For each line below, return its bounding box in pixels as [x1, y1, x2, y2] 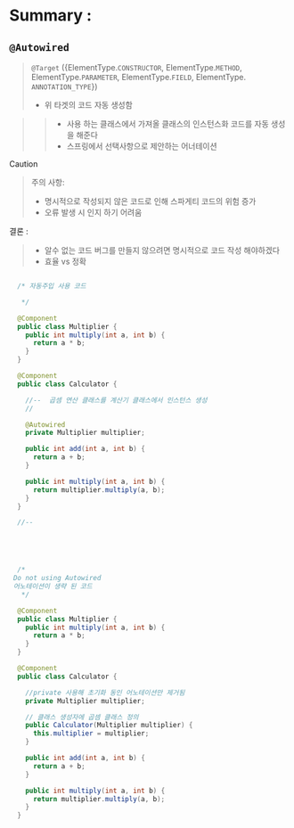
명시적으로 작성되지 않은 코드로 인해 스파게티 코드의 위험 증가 [44, 196, 257, 206]
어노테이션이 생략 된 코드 [12, 582, 93, 591]
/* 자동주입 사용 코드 [17, 282, 86, 291]
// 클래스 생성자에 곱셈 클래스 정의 [25, 712, 139, 722]
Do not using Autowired [12, 574, 102, 583]
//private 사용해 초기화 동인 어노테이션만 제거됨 [25, 688, 185, 697]
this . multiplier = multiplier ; [32, 729, 150, 738]
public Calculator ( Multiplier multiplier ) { [25, 721, 193, 730]
